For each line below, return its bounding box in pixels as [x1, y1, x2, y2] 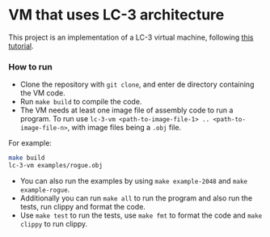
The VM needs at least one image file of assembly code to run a [19, 105, 234, 115]
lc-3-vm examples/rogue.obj [8, 162, 103, 170]
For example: [8, 138, 53, 148]
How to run [8, 61, 53, 72]
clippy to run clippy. [19, 218, 88, 228]
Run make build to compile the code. [19, 97, 142, 107]
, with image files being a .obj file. [67, 123, 182, 133]
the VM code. [19, 88, 66, 98]
